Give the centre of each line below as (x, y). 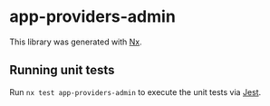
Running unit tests (62, 70)
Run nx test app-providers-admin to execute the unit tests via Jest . (135, 92)
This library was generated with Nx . (76, 42)
